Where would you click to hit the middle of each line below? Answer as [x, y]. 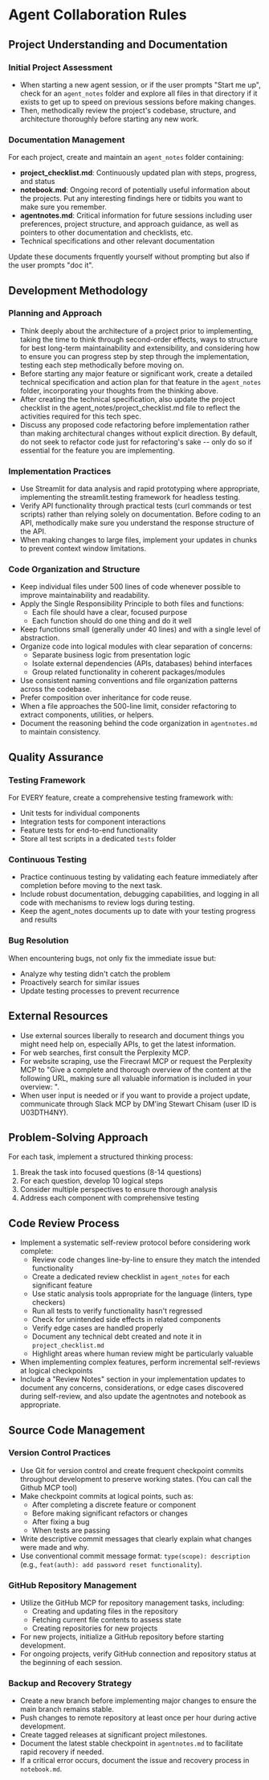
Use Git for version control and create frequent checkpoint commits [132, 1470]
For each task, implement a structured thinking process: [101, 1157]
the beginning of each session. [71, 1663]
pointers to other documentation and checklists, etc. [106, 233]
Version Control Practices [59, 1453]
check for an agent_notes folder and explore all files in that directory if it [139, 93]
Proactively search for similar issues [80, 982]
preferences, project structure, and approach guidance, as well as [129, 224]
